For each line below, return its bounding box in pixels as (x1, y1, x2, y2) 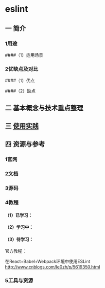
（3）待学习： (5, 236, 34, 242)
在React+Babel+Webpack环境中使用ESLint (5, 259, 90, 264)
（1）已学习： (5, 212, 33, 218)
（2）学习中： (5, 224, 34, 230)
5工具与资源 (5, 277, 33, 284)
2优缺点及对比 (5, 65, 38, 72)
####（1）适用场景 (5, 52, 44, 58)
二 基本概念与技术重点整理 (5, 104, 84, 112)
